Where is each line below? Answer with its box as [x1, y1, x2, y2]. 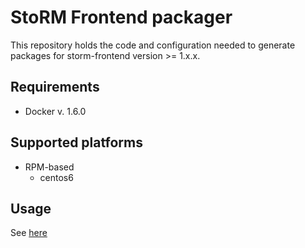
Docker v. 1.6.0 [24, 105, 87, 117]
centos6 [39, 171, 74, 183]
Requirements [10, 79, 100, 96]
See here [10, 227, 48, 239]
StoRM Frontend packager [10, 6, 233, 29]
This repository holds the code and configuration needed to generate [10, 39, 296, 51]
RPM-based [24, 161, 75, 173]
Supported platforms [10, 134, 143, 151]
